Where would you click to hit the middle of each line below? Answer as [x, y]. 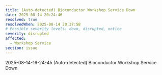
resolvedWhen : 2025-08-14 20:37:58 [43, 24]
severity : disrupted [27, 34]
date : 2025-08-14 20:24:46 [34, 15]
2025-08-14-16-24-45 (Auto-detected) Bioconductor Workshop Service [81, 62]
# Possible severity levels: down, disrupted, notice [64, 29]
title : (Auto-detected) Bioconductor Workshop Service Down [71, 10]
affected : [16, 39]
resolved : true [21, 19]
